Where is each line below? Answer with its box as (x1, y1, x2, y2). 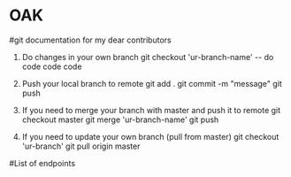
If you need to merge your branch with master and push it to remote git (21, 104, 281, 115)
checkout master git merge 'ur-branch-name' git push (21, 114, 219, 125)
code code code (21, 61, 82, 72)
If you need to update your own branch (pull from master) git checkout (21, 131, 280, 142)
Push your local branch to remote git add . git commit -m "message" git (21, 78, 283, 88)
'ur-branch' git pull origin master (21, 141, 141, 151)
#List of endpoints (9, 158, 76, 168)
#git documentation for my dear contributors (9, 35, 172, 45)
